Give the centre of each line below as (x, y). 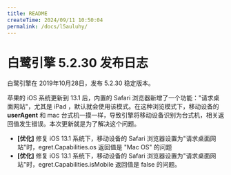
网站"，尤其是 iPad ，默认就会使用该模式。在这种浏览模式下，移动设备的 (116, 107)
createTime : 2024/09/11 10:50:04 (55, 20)
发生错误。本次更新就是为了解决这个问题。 (79, 124)
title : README (28, 13)
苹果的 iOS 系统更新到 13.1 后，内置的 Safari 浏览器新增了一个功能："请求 (110, 98)
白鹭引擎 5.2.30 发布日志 (78, 63)
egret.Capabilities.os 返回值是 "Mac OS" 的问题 (105, 147)
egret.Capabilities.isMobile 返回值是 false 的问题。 (110, 165)
